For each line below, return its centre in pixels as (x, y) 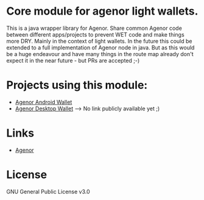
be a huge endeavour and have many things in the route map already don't (100, 54)
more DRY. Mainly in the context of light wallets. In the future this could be (99, 41)
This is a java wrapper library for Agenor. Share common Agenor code (94, 28)
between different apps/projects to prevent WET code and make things (95, 34)
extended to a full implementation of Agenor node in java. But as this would (100, 48)
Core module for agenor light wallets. (102, 11)
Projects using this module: (77, 85)
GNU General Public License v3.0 (48, 191)
